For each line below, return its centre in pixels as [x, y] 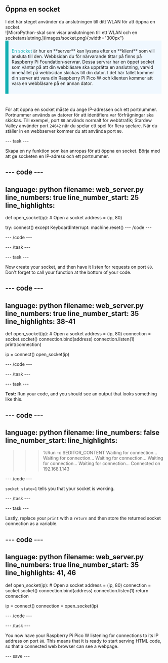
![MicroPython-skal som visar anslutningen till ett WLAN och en [71, 32]
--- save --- [18, 656]
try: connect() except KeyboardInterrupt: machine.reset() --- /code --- [78, 227]
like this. [14, 399]
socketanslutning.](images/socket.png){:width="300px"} [65, 38]
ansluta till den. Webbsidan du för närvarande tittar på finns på [77, 56]
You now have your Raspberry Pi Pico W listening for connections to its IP [82, 635]
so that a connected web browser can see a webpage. [62, 646]
